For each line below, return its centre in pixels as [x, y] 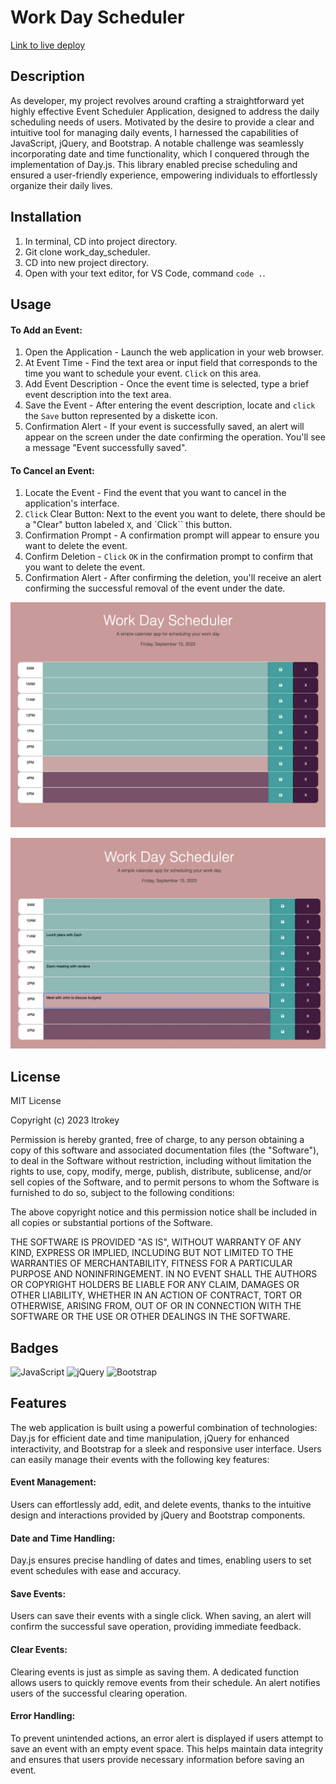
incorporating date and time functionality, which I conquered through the [160, 153]
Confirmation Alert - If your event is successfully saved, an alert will [164, 427]
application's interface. [72, 503]
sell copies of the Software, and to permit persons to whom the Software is [165, 1182]
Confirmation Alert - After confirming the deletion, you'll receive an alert [173, 578]
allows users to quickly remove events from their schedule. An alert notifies [165, 1682]
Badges [34, 1347]
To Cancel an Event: [52, 470]
